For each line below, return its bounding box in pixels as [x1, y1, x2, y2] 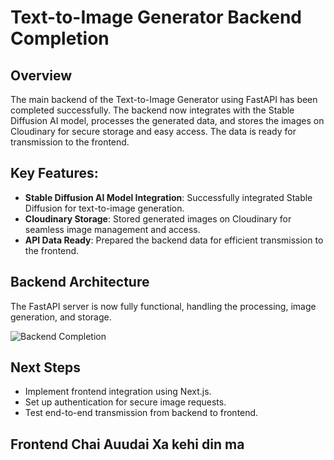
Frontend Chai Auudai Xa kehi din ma [10, 436, 245, 453]
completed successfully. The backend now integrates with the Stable [10, 104, 295, 116]
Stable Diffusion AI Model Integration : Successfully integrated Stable [24, 191, 313, 203]
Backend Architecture [10, 274, 150, 291]
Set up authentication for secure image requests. [24, 396, 227, 408]
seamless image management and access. [24, 223, 201, 235]
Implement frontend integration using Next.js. [24, 386, 212, 398]
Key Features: [10, 165, 99, 182]
